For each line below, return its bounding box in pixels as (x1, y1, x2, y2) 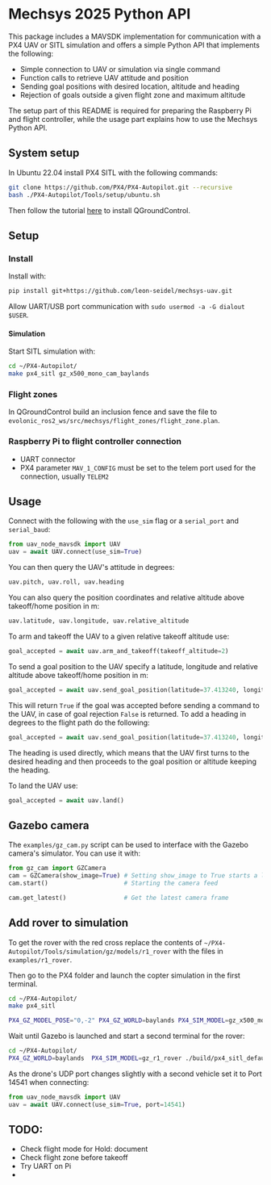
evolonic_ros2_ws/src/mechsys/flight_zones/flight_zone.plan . (8, 416, 220, 425)
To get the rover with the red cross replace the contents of (8, 937, 203, 947)
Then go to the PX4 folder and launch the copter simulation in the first (8, 970, 240, 980)
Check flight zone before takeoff (19, 1153, 129, 1162)
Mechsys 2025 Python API (8, 5, 191, 23)
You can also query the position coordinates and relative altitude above (8, 592, 244, 602)
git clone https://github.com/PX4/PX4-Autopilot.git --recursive (8, 183, 232, 191)
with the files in (173, 946, 223, 956)
